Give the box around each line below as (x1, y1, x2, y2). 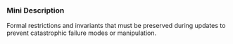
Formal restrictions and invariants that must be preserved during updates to (6, 22, 226, 30)
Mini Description (6, 6, 65, 15)
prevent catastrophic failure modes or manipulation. (6, 29, 157, 37)
